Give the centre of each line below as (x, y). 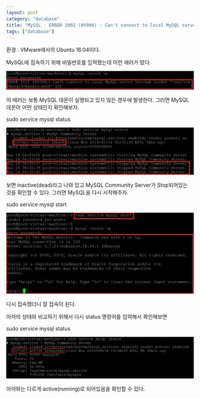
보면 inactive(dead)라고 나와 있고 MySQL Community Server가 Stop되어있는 (97, 185)
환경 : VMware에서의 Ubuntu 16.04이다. (53, 50)
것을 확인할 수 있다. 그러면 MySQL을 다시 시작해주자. (68, 192)
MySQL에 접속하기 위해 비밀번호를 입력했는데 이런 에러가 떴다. (79, 62)
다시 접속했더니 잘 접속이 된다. (41, 304)
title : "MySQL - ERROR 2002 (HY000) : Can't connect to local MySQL (93, 25)
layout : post (22, 12)
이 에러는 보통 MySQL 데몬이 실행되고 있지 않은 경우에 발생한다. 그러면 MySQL (98, 100)
